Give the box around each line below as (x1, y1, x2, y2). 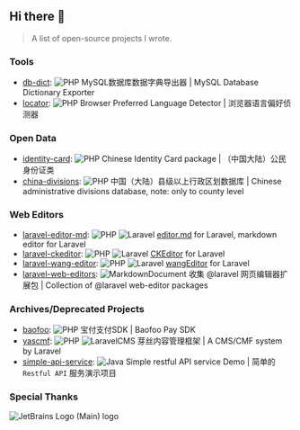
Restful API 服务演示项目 (22, 368, 117, 378)
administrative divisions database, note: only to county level (22, 186, 244, 197)
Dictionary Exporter (22, 87, 95, 98)
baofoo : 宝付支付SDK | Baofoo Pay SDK (22, 325, 196, 335)
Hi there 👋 (9, 9, 66, 24)
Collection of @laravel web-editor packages (45, 280, 208, 291)
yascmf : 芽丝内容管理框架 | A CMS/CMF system (22, 336, 283, 346)
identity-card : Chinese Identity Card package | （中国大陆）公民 (22, 154, 287, 165)
